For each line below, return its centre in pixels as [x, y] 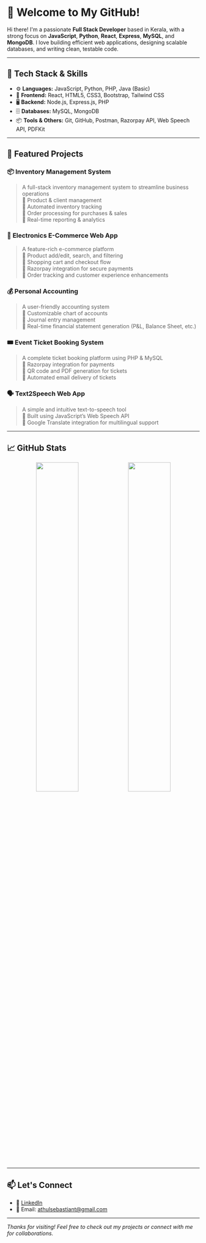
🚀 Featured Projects [45, 154]
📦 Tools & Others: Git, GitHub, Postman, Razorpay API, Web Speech [103, 120]
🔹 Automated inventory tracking [62, 207]
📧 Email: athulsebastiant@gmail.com [61, 1209]
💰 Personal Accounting [43, 291]
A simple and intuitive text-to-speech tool [74, 409]
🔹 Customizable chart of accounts [65, 313]
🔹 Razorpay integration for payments [68, 365]
